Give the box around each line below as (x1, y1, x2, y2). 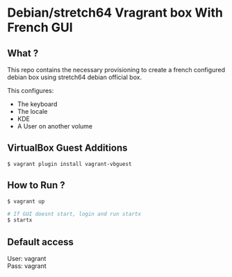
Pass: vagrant (7, 262, 47, 270)
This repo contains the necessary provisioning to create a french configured (7, 66, 226, 74)
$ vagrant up (7, 198, 45, 205)
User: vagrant (7, 255, 47, 263)
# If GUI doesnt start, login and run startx (7, 210, 141, 217)
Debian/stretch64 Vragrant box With (7, 5, 224, 21)
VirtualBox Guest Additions (7, 142, 128, 154)
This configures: (7, 87, 54, 94)
